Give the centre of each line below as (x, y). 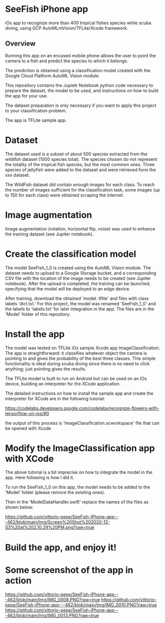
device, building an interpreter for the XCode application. (63, 383)
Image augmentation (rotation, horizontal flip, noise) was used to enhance (80, 229)
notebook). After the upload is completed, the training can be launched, (78, 284)
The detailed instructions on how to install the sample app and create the (79, 393)
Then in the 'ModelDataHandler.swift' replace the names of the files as (77, 502)
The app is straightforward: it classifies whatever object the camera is (76, 353)
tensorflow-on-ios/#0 (27, 413)
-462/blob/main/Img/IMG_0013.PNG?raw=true (52, 615)
